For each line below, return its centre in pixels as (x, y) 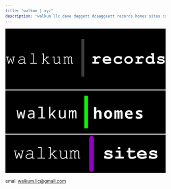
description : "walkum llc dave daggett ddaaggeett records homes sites (83, 16)
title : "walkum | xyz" (29, 11)
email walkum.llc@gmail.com (36, 181)
